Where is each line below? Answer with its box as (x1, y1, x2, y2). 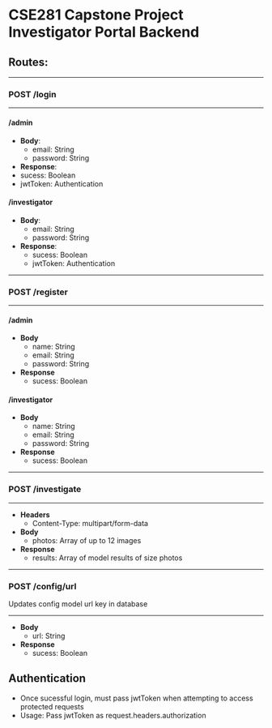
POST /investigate (8, 484, 82, 495)
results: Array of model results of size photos (32, 553, 183, 563)
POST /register (8, 286, 69, 298)
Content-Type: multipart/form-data (32, 518, 148, 528)
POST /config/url (8, 580, 77, 592)
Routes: (8, 55, 49, 69)
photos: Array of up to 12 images (32, 535, 142, 545)
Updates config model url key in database (8, 599, 148, 609)
